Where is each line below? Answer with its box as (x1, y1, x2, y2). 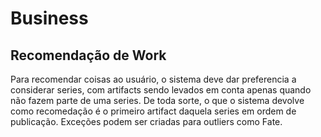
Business (10, 7, 89, 30)
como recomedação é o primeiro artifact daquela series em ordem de (10, 105, 297, 117)
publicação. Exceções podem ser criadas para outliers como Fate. (10, 116, 283, 127)
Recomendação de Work (10, 47, 167, 64)
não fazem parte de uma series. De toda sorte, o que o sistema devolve (10, 95, 305, 106)
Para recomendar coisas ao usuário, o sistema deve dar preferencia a (10, 73, 297, 85)
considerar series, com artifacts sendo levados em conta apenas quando (10, 84, 312, 96)
